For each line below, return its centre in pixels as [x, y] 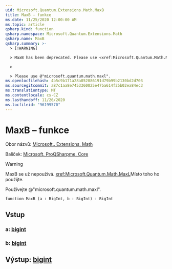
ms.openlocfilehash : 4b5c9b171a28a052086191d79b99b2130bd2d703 [74, 81]
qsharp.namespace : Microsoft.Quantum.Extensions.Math [64, 34]
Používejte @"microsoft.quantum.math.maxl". [53, 189]
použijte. [15, 180]
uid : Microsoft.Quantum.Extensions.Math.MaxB [55, 10]
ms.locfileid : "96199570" [33, 105]
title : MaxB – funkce [28, 15]
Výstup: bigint [29, 260]
